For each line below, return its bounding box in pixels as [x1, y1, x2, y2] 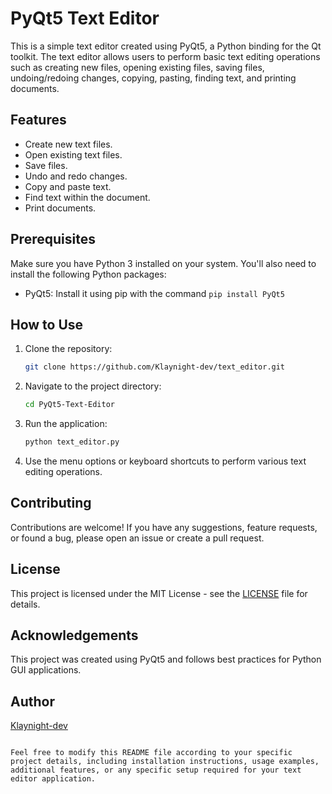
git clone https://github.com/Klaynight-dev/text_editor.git [24, 362, 286, 372]
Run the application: [24, 418, 108, 430]
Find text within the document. [24, 191, 151, 203]
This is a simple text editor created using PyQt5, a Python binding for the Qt [10, 40, 322, 52]
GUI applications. [10, 664, 82, 676]
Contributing [10, 495, 92, 512]
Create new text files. [24, 138, 113, 150]
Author [10, 693, 55, 710]
